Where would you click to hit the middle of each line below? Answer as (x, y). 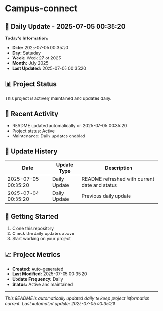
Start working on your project (41, 239)
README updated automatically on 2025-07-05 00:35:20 (69, 125)
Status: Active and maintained (42, 284)
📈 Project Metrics (33, 255)
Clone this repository (33, 228)
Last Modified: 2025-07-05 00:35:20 (49, 274)
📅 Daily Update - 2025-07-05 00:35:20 (65, 27)
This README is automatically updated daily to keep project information (77, 298)
